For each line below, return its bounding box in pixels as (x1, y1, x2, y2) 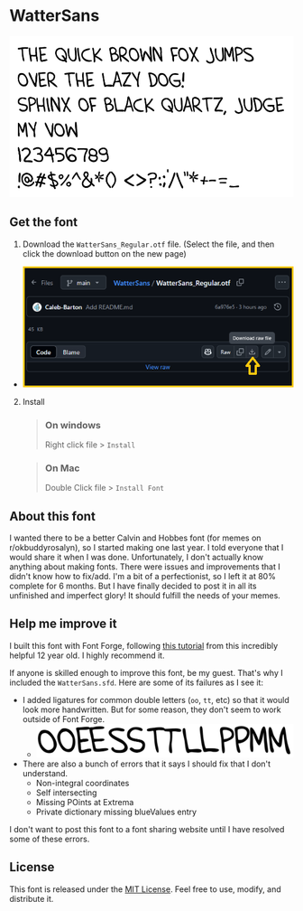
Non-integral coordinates (35, 778, 130, 789)
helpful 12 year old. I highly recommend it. (9, 650, 165, 661)
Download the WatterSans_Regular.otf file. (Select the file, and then (22, 239, 275, 249)
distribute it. (9, 893, 54, 904)
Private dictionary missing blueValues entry (35, 806, 197, 818)
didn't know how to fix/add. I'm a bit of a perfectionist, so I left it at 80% (9, 571, 277, 582)
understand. (22, 768, 69, 779)
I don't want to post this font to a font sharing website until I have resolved (9, 824, 285, 835)
